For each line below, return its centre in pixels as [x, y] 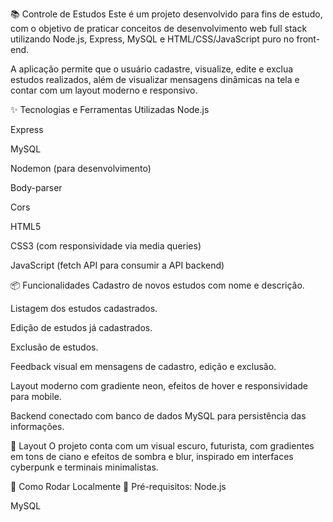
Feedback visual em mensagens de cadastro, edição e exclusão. [143, 366]
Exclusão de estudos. [54, 347]
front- [308, 39]
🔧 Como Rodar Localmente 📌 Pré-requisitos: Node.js [118, 486]
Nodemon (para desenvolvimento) [81, 168]
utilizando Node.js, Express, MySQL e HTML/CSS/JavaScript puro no [152, 39]
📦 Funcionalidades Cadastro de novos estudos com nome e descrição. [157, 285]
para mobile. [36, 396]
